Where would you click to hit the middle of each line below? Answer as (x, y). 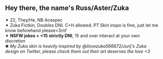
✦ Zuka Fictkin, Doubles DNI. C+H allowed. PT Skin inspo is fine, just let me (82, 25)
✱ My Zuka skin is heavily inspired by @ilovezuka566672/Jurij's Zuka (76, 46)
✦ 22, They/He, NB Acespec (34, 20)
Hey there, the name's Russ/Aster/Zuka (67, 8)
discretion (15, 41)
